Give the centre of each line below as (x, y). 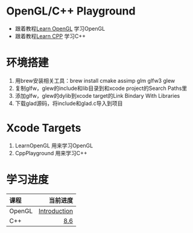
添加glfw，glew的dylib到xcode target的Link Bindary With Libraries (97, 95)
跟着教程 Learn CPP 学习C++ (50, 36)
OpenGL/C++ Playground (71, 11)
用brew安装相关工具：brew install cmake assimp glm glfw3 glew (95, 80)
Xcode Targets (44, 128)
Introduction (56, 211)
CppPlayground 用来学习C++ (51, 153)
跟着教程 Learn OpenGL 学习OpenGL (60, 28)
